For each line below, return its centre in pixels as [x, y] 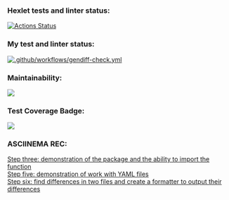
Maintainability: [35, 77]
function [19, 167]
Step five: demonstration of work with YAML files [78, 174]
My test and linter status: [51, 44]
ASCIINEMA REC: [37, 144]
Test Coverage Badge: [46, 111]
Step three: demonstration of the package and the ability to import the [109, 159]
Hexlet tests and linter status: [59, 11]
